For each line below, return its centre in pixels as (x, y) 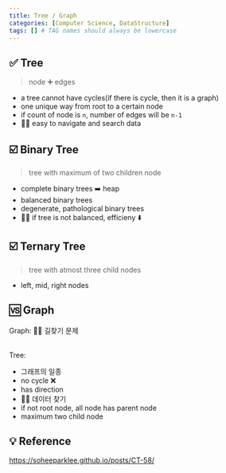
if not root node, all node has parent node (89, 408)
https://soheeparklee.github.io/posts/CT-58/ (82, 460)
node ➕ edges (52, 82)
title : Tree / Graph (43, 16)
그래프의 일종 (41, 371)
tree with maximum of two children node (95, 173)
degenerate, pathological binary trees (82, 209)
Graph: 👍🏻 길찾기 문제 (44, 330)
